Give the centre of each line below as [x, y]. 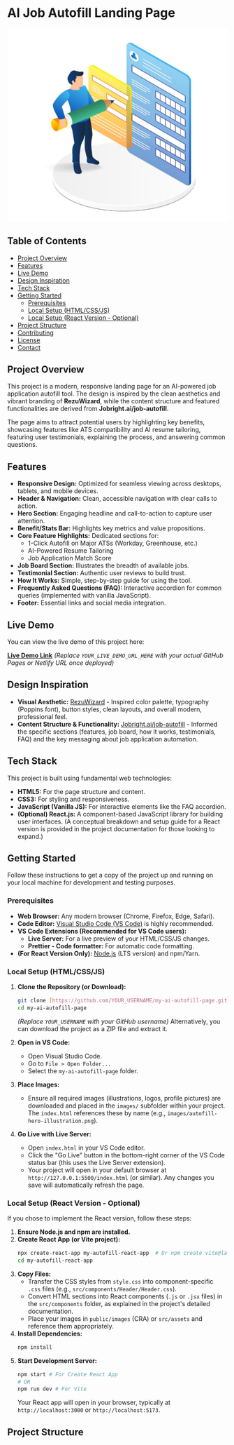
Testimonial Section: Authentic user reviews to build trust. [102, 573]
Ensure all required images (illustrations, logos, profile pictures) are [124, 1098]
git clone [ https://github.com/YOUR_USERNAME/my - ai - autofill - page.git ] [124, 1000]
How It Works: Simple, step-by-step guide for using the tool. [104, 581]
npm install [35, 1347]
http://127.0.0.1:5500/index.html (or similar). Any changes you [121, 1177]
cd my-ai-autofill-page [52, 1008]
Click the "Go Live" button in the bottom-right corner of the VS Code [126, 1155]
